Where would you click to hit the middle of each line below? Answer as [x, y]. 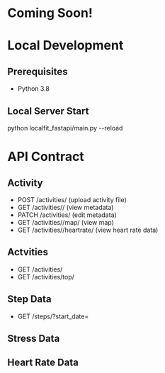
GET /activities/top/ [46, 277]
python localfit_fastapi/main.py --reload [65, 128]
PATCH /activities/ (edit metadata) [67, 215]
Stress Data [34, 339]
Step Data [29, 299]
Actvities [28, 252]
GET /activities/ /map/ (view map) [66, 222]
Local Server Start [48, 111]
